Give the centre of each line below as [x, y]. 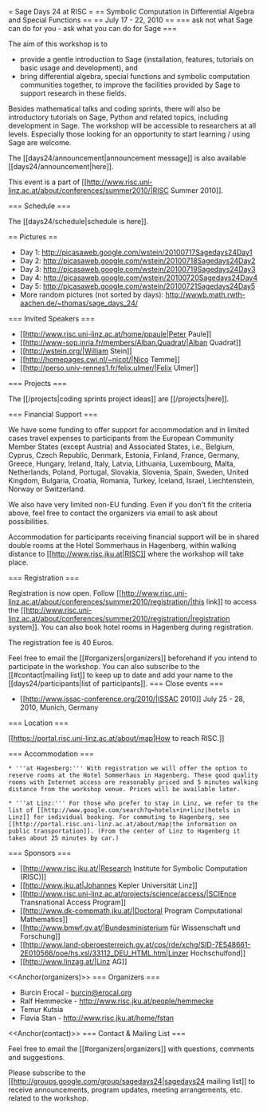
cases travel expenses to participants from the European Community [121, 438]
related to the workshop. [49, 1098]
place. [19, 562]
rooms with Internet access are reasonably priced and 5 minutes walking [133, 782]
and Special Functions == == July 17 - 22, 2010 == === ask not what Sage [131, 20]
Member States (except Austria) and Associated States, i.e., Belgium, [122, 447]
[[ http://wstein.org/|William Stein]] [76, 351]
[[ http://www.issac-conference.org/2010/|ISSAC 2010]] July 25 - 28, [132, 699]
